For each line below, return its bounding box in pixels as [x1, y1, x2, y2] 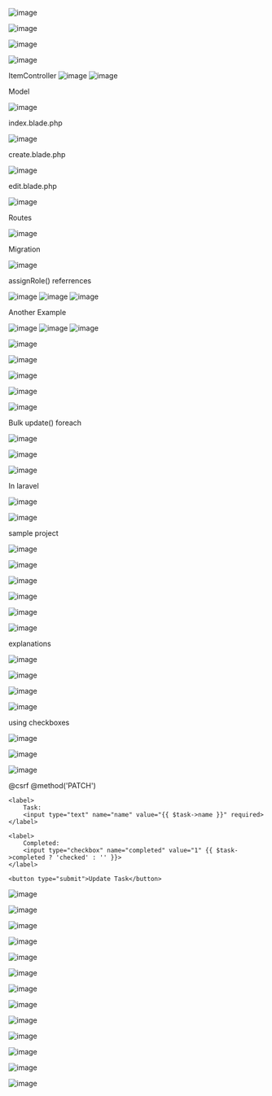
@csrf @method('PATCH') [8, 781, 96, 790]
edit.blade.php [8, 182, 57, 191]
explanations [8, 639, 51, 648]
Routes [8, 213, 33, 222]
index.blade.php [8, 118, 63, 128]
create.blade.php [8, 150, 66, 159]
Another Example [8, 308, 67, 317]
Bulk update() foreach [8, 418, 82, 427]
